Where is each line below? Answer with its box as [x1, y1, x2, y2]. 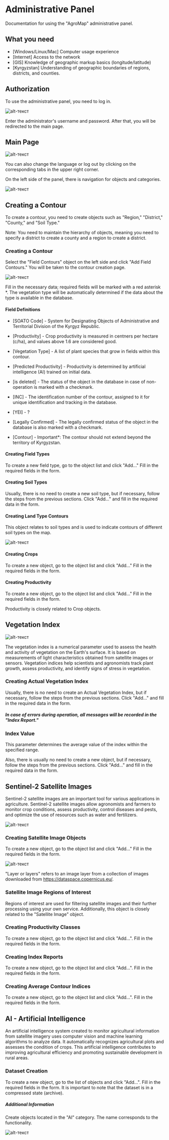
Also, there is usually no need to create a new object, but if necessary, [5, 757, 151, 763]
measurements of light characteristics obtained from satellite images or [5, 654, 154, 660]
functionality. [5, 1119, 33, 1126]
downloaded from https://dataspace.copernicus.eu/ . [5, 876, 114, 882]
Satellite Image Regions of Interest [5, 889, 91, 896]
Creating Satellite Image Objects [5, 834, 86, 841]
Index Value [5, 730, 35, 737]
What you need [5, 35, 54, 44]
